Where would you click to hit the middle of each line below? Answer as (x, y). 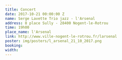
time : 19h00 (17, 28)
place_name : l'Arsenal (28, 32)
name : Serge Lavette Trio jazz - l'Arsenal (50, 18)
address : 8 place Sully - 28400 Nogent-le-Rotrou (57, 23)
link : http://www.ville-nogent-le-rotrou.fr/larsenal (61, 37)
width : (12, 50)
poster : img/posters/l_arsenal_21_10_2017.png (53, 41)
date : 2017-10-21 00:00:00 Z (35, 14)
